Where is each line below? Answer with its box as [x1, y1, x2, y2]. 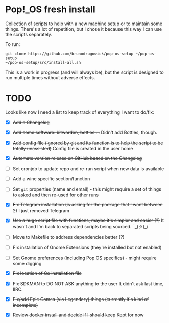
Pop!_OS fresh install [5, 4, 95, 15]
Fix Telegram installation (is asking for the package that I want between [12, 202, 163, 208]
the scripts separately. [5, 31, 53, 37]
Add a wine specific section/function [12, 176, 90, 182]
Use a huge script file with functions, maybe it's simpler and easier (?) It [12, 217, 164, 223]
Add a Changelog [12, 119, 50, 125]
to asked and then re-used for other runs [12, 192, 99, 198]
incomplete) [12, 302, 38, 308]
